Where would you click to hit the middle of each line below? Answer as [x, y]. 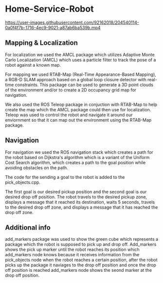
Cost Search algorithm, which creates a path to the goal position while [75, 162]
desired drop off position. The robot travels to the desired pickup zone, [76, 197]
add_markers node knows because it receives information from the [72, 255]
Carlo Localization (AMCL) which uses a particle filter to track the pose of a [81, 60]
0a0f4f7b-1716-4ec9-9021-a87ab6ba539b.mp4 [53, 27]
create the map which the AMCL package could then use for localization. [78, 109]
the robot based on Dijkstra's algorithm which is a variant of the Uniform [77, 157]
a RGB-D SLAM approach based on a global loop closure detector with [76, 79]
